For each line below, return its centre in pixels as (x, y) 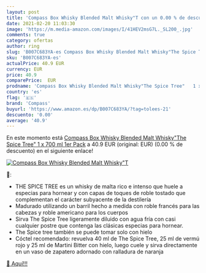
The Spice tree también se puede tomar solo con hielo (84, 232)
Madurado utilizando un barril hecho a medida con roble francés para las (107, 206)
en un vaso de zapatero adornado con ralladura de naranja (89, 252)
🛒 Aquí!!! (17, 264)
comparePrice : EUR (31, 80)
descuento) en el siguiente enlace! (50, 151)
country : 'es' (25, 92)
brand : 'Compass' (29, 103)
